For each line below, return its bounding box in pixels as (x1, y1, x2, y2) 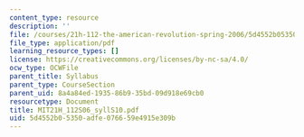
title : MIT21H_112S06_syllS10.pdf (9, 105, 140, 114)
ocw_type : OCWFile (9, 64, 79, 73)
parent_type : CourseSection (9, 80, 116, 89)
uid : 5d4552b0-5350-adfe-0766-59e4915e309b (9, 114, 176, 123)
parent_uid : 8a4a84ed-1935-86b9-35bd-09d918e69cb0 (9, 88, 204, 97)
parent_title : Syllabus (9, 72, 100, 81)
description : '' (9, 22, 71, 31)
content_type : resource (9, 13, 100, 23)
